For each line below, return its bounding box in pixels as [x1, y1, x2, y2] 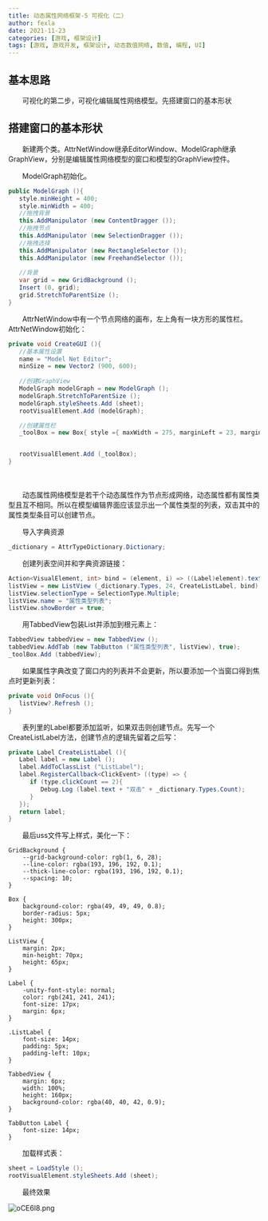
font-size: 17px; [22, 1000, 81, 1008]
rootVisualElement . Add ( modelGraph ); [18, 407, 145, 415]
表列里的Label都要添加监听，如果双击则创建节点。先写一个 [22, 722, 215, 732]
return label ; [18, 808, 66, 816]
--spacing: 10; [22, 875, 73, 883]
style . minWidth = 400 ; [18, 202, 94, 210]
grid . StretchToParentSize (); [18, 291, 120, 299]
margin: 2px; [22, 944, 66, 952]
